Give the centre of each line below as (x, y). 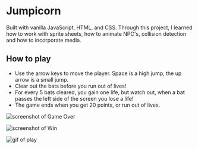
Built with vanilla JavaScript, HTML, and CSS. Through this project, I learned (99, 27)
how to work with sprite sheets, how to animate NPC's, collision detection (96, 33)
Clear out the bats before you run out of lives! (70, 86)
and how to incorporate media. (44, 40)
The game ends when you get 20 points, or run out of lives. (87, 105)
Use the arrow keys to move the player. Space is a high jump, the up (98, 73)
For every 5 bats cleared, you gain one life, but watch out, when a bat (100, 92)
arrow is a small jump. (42, 79)
